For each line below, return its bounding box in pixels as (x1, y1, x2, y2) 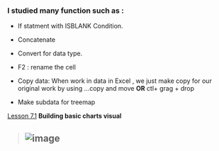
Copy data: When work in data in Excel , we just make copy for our (17, 77, 213, 85)
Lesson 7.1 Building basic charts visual (7, 112, 122, 121)
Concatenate (17, 35, 56, 44)
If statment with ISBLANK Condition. (17, 22, 123, 30)
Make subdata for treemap (17, 98, 96, 106)
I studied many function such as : (7, 6, 124, 16)
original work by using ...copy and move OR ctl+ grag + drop (17, 84, 195, 93)
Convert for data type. (17, 49, 83, 58)
